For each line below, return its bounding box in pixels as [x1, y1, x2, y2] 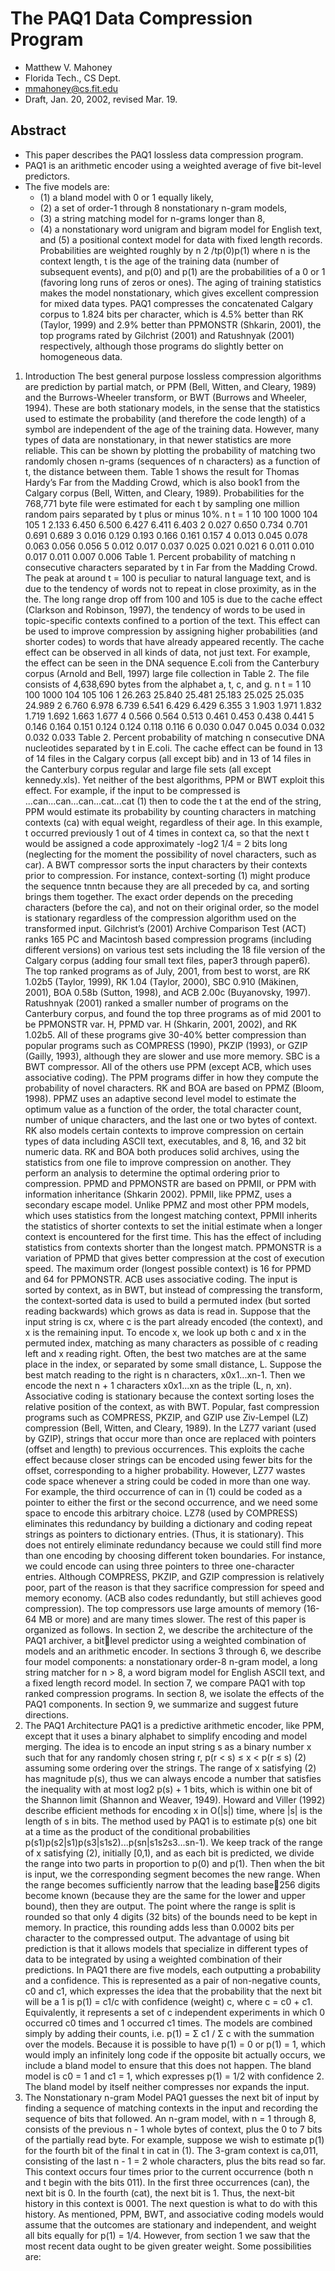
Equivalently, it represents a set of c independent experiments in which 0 [24, 2006, 326, 2018]
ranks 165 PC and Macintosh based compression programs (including [24, 933, 312, 945]
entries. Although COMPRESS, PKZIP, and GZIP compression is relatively [24, 1570, 325, 1582]
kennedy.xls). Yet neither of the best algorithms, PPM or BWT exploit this [24, 773, 325, 786]
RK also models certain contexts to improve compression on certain [24, 1124, 305, 1136]
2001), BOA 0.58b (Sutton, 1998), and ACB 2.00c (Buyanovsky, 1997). [24, 986, 311, 998]
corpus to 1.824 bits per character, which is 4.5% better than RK [39, 308, 304, 320]
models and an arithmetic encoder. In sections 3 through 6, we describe [24, 1645, 322, 1657]
